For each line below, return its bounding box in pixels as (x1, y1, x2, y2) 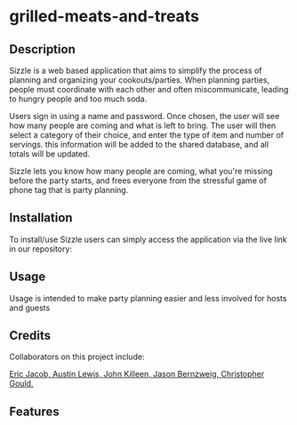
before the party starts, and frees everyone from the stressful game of (9, 175, 267, 186)
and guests (9, 302, 51, 313)
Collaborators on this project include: (9, 351, 145, 362)
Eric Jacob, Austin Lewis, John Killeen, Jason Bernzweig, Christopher (9, 369, 265, 380)
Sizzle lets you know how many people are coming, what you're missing (9, 166, 273, 176)
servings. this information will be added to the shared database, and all (9, 140, 269, 149)
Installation (9, 211, 73, 226)
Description (9, 42, 76, 57)
